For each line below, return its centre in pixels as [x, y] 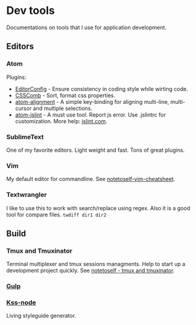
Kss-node [21, 303]
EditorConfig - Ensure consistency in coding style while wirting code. [101, 89]
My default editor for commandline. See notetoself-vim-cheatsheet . [91, 179]
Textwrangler [27, 195]
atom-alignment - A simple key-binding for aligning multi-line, [92, 101]
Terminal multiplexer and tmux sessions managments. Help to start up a [96, 264]
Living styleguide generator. [41, 316]
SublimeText [25, 137]
